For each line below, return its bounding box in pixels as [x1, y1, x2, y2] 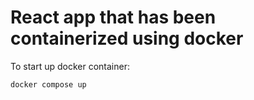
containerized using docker [10, 27, 244, 50]
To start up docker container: [10, 60, 130, 72]
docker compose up [10, 79, 87, 90]
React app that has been [10, 6, 217, 29]
